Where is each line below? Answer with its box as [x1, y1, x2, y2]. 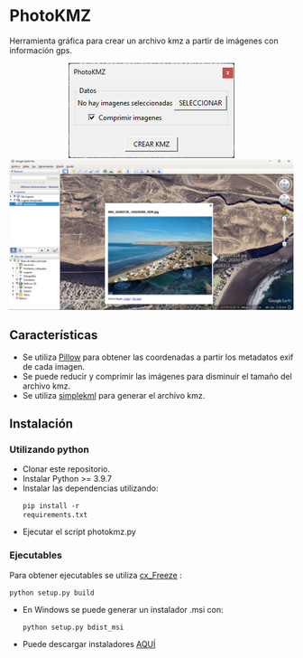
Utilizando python [9, 443, 90, 456]
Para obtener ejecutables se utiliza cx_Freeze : [9, 569, 182, 580]
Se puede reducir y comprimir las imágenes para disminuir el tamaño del [22, 371, 293, 381]
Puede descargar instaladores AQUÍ [22, 638, 156, 649]
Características [9, 327, 98, 343]
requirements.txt [22, 511, 88, 520]
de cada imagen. [22, 361, 86, 371]
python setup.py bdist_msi [22, 623, 124, 632]
